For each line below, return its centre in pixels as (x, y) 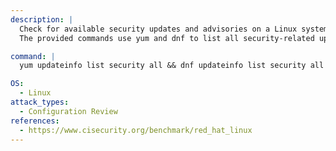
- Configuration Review (68, 111)
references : (35, 121)
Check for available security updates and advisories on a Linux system (174, 29)
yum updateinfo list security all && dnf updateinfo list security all (172, 66)
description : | (42, 19)
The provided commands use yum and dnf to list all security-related (167, 38)
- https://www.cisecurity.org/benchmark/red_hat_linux (136, 130)
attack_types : (40, 102)
